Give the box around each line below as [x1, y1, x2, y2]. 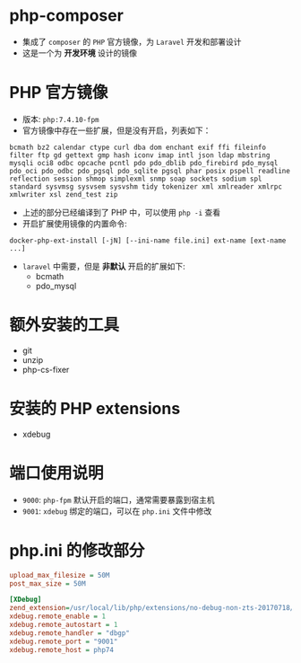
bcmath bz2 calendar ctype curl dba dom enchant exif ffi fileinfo [9, 143, 267, 152]
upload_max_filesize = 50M [9, 570, 110, 579]
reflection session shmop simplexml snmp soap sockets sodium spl [9, 174, 262, 183]
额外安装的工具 [9, 315, 120, 335]
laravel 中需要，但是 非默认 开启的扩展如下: [21, 261, 185, 271]
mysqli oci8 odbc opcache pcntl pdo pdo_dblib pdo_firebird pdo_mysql [9, 158, 279, 167]
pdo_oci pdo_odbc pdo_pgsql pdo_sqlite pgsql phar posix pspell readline [9, 166, 291, 175]
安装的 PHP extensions [9, 399, 181, 419]
